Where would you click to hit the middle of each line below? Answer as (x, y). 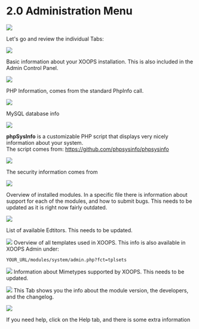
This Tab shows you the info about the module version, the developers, (101, 290)
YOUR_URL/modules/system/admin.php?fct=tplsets (67, 260)
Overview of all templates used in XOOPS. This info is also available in (99, 242)
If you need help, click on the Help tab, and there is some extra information (98, 319)
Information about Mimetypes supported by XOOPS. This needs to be (99, 272)
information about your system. (45, 142)
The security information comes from (52, 172)
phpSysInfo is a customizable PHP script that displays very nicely (87, 136)
